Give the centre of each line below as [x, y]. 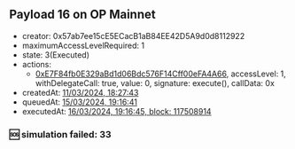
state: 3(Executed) [56, 55]
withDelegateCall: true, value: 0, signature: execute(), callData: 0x [155, 82]
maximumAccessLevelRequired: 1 [83, 45]
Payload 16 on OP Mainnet [83, 15]
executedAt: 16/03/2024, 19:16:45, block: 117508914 [116, 111]
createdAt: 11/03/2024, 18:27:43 [80, 92]
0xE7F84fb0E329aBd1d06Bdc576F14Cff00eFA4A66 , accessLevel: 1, [160, 74]
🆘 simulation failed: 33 [61, 134]
